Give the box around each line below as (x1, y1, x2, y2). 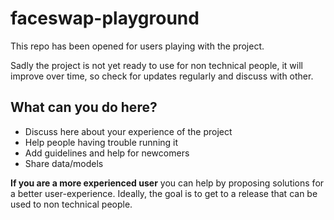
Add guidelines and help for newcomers (24, 147, 190, 159)
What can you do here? (10, 99, 158, 116)
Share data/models (24, 157, 104, 169)
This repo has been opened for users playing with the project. (10, 40, 265, 52)
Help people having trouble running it (24, 136, 179, 148)
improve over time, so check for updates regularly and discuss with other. (10, 70, 314, 82)
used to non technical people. (10, 198, 133, 210)
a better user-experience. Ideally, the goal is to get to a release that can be (10, 187, 318, 199)
